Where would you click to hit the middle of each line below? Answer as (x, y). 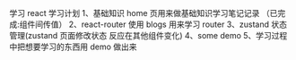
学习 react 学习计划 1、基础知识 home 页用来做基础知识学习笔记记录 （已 (144, 13)
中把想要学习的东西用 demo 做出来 (73, 47)
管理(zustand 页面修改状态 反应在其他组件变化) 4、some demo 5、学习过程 (148, 35)
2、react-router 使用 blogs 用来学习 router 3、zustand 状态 (178, 24)
